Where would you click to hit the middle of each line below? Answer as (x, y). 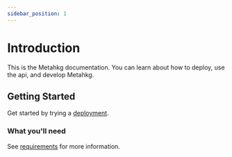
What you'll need (36, 131)
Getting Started (41, 96)
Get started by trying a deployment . (58, 113)
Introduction (44, 48)
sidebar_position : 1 (37, 14)
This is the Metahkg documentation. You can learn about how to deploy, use (116, 67)
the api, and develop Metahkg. (51, 74)
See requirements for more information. (64, 146)
